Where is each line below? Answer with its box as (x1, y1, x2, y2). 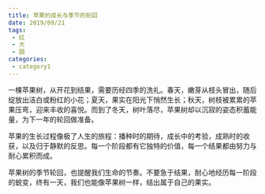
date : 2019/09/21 (8, 19, 65, 27)
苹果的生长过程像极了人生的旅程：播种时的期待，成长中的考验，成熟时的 (8, 131, 243, 141)
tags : (8, 26, 26, 34)
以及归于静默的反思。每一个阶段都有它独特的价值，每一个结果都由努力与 (21, 141, 257, 150)
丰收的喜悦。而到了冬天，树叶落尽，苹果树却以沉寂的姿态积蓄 (49, 104, 250, 114)
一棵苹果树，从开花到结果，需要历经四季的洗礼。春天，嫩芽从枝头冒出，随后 (8, 85, 257, 94)
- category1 (11, 63, 51, 71)
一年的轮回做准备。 (35, 115, 99, 124)
